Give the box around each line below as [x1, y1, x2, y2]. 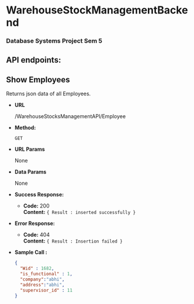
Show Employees [6, 74, 70, 85]
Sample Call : [14, 249, 48, 256]
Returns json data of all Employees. [6, 90, 91, 97]
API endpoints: [6, 55, 61, 65]
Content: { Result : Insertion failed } [23, 237, 123, 244]
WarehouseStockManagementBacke [6, 4, 188, 17]
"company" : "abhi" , [20, 276, 65, 282]
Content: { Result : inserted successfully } [23, 209, 136, 216]
